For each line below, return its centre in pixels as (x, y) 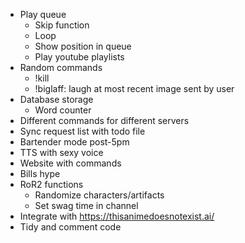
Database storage (56, 99)
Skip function (62, 25)
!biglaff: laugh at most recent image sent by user (134, 88)
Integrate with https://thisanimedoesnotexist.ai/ (117, 216)
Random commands (61, 67)
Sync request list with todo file (82, 131)
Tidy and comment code (70, 227)
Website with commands (70, 163)
